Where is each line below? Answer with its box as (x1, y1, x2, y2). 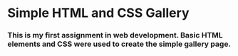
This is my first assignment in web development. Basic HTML (7, 30, 223, 40)
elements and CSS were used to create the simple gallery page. (7, 39, 232, 49)
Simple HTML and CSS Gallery (7, 5, 190, 21)
